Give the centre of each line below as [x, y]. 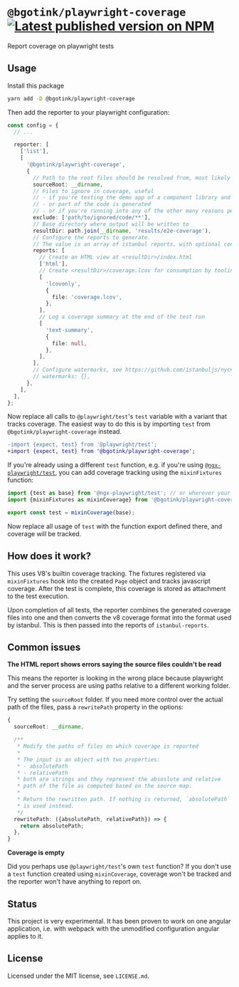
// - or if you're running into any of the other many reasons [128, 211]
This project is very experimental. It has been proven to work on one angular [119, 921]
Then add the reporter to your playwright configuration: [89, 112]
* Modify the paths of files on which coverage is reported [108, 746]
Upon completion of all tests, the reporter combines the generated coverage [119, 610]
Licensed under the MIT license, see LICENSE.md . [78, 976]
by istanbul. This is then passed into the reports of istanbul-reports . [108, 625]
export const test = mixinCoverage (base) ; [71, 512]
